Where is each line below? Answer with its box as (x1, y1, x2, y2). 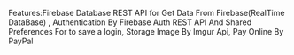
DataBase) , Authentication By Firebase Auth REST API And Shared (8, 17, 252, 27)
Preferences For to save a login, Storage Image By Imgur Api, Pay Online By (8, 27, 284, 36)
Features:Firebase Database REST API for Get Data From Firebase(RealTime (8, 8, 285, 18)
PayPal (8, 35, 34, 46)
